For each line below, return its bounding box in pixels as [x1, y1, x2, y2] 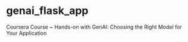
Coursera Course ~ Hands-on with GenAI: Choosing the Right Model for [6, 23, 183, 30]
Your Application [6, 29, 47, 36]
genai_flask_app [6, 4, 89, 17]
